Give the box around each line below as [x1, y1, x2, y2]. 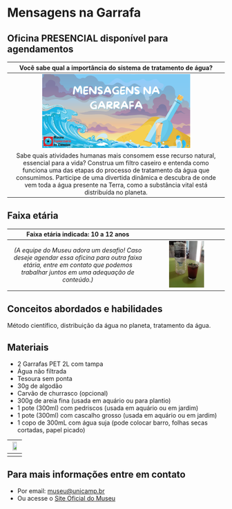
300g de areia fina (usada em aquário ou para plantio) [17, 396, 171, 405]
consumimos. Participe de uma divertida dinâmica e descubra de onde [16, 173, 216, 181]
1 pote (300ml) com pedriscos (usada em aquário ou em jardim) [17, 404, 199, 412]
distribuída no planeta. [84, 188, 148, 196]
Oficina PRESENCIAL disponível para [7, 33, 168, 44]
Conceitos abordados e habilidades [7, 303, 163, 315]
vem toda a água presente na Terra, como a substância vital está [24, 181, 208, 189]
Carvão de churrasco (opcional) [17, 389, 108, 398]
